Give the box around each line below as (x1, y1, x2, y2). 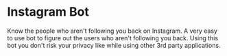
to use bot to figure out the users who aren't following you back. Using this (7, 33, 218, 42)
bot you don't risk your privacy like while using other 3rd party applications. (7, 41, 221, 49)
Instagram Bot (7, 4, 89, 20)
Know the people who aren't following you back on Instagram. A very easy (7, 27, 218, 35)
